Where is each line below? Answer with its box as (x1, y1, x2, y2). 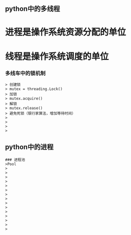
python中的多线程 (5, 4, 60, 13)
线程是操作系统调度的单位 (5, 51, 109, 62)
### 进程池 (5, 157, 26, 162)
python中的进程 (5, 143, 54, 151)
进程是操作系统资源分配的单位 (5, 26, 127, 38)
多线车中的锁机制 (5, 70, 46, 77)
